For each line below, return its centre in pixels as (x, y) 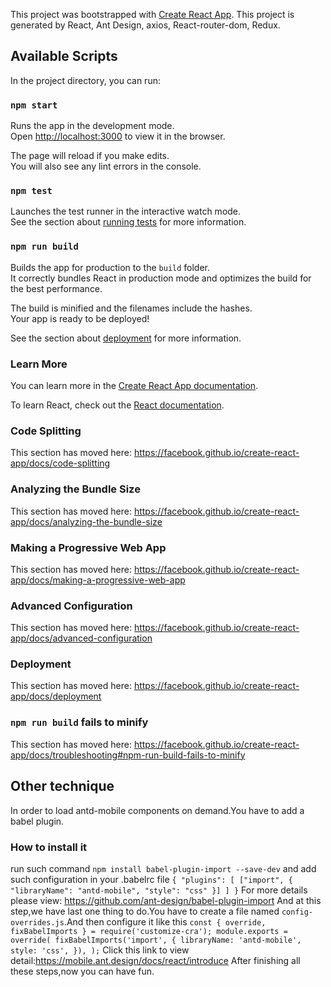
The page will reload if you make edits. (90, 156)
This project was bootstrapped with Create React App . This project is (152, 14)
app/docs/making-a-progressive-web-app (98, 580)
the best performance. (56, 288)
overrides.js (37, 922)
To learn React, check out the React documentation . (117, 405)
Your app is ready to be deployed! (80, 318)
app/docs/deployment (56, 696)
